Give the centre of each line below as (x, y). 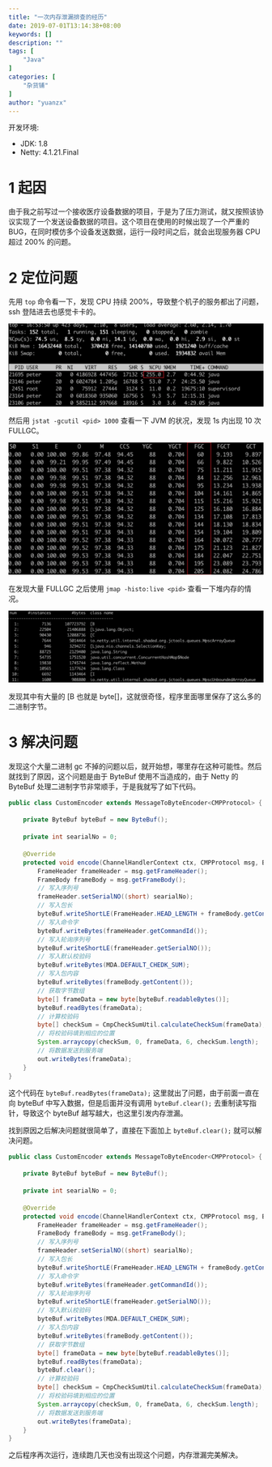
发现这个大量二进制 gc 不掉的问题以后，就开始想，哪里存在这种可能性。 (128, 766)
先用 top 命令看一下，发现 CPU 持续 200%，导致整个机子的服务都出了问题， (136, 302)
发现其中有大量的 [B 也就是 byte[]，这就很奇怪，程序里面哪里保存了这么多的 (135, 696)
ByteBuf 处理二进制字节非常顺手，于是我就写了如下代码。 (104, 787)
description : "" (36, 43)
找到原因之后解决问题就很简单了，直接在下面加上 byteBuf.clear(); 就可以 (132, 1130)
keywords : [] (30, 34)
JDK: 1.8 (34, 144)
